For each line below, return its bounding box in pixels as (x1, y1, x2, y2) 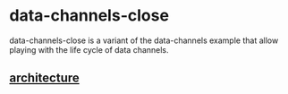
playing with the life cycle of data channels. (9, 44, 169, 55)
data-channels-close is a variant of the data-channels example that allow (9, 35, 279, 46)
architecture (9, 71, 80, 86)
